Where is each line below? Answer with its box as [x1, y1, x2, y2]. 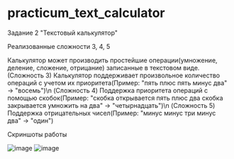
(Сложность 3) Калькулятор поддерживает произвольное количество [7, 71, 221, 79]
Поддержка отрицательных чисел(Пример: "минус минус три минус [7, 109, 216, 117]
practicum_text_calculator [7, 5, 165, 21]
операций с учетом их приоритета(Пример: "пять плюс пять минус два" [7, 78, 228, 87]
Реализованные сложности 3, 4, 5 [7, 42, 111, 50]
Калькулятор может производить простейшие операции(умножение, [7, 55, 218, 65]
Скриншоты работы [7, 130, 67, 138]
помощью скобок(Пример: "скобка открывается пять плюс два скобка [7, 94, 223, 102]
